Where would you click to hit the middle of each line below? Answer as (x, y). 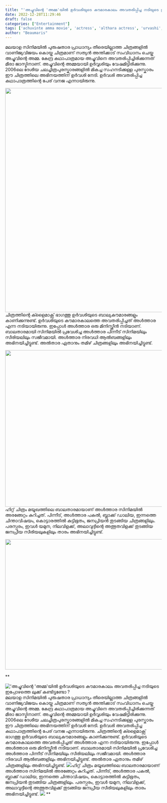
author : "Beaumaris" (27, 33)
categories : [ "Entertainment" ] (38, 24)
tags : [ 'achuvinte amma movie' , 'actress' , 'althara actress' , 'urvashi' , (84, 28)
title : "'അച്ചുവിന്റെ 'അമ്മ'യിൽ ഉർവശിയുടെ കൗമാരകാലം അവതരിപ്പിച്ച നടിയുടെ (82, 10)
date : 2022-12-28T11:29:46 (33, 14)
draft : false (19, 19)
